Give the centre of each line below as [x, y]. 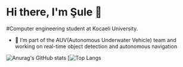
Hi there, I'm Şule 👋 [54, 12]
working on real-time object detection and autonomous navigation [96, 46]
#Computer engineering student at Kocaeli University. [72, 28]
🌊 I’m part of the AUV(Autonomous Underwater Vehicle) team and [96, 40]
